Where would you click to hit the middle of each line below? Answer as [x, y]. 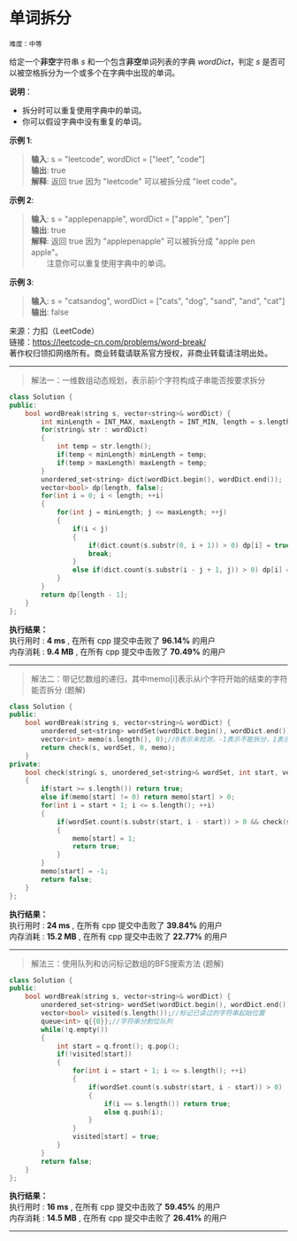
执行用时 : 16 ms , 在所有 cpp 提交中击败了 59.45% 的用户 [115, 1207]
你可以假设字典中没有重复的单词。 [84, 121]
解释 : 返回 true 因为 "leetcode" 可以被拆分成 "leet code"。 [136, 181]
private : [25, 764]
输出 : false [49, 312]
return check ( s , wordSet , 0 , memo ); [108, 747]
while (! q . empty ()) [75, 1029]
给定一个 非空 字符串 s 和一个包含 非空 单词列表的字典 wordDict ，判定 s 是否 [144, 61]
